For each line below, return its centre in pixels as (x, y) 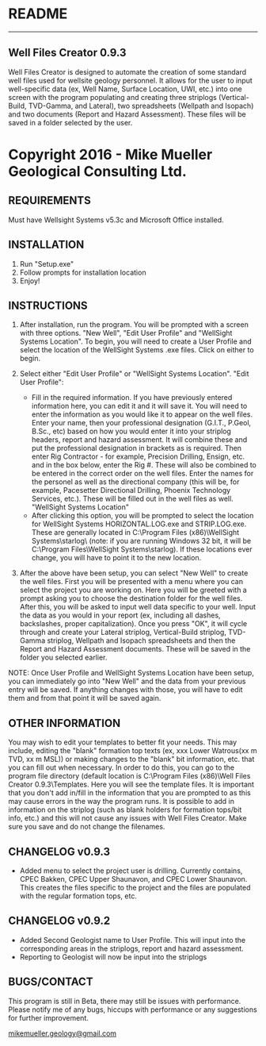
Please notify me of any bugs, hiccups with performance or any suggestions (133, 1009)
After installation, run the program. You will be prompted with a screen (134, 325)
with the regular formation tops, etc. (78, 896)
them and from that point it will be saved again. (85, 698)
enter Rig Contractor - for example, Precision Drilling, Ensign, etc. (138, 456)
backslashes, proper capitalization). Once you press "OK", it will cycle (133, 624)
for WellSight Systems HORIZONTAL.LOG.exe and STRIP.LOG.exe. (139, 524)
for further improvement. (49, 1017)
